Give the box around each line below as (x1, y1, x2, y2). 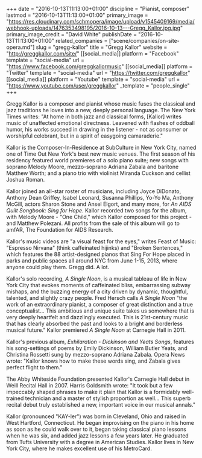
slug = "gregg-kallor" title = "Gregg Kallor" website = (36, 43, 168, 51)
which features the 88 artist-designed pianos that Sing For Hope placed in (6, 250, 191, 258)
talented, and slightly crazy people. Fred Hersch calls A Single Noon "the (6, 294, 188, 301)
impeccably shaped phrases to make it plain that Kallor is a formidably (6, 389, 181, 395)
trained (6, 395, 24, 402)
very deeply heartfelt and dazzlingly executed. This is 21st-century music (6, 314, 189, 320)
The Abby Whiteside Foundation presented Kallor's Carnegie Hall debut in (6, 375, 190, 383)
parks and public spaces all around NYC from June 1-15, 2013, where (6, 257, 178, 264)
